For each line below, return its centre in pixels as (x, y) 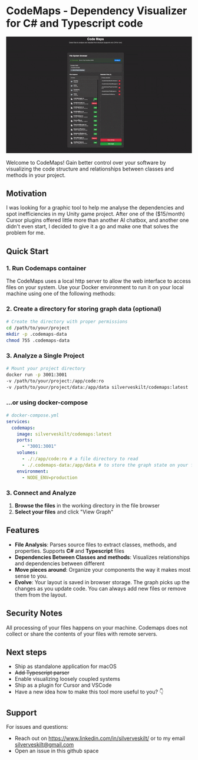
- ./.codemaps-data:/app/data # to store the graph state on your (105, 465)
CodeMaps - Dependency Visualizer (97, 11)
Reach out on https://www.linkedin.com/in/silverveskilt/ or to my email (100, 738)
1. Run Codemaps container (46, 268)
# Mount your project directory (46, 369)
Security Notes (34, 613)
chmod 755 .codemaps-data (38, 340)
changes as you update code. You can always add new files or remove (100, 588)
